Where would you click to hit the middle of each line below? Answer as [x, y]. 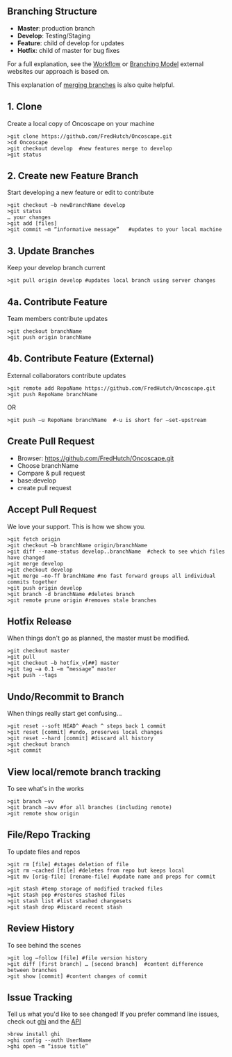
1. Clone [25, 107]
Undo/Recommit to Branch [66, 697]
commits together [32, 582]
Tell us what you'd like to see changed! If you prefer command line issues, [113, 1014]
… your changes [29, 218]
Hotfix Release [39, 621]
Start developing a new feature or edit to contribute [81, 193]
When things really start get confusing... [65, 714]
